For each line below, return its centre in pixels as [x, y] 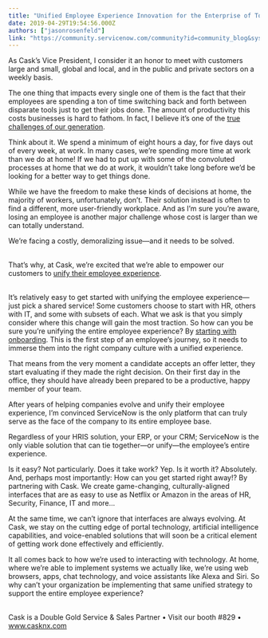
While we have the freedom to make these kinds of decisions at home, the [130, 191]
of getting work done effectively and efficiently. [86, 544]
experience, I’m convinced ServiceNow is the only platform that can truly [128, 413]
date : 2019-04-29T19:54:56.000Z [62, 23]
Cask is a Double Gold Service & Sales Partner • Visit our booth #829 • [125, 617]
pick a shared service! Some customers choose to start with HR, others [139, 306]
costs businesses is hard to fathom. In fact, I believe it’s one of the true [124, 118]
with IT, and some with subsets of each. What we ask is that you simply [126, 314]
